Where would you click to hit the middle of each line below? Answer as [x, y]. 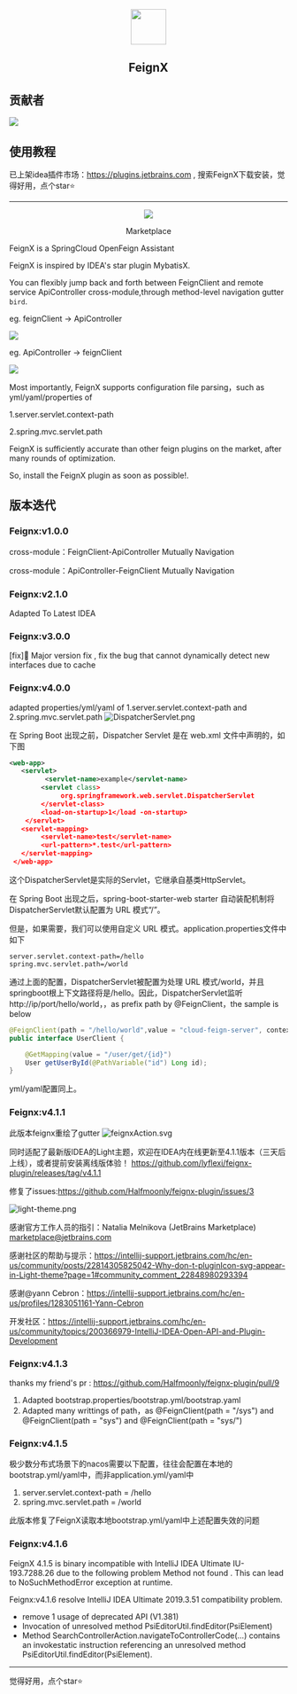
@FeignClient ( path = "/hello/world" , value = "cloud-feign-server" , [136, 1030]
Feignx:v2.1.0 [38, 594]
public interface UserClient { [67, 1038]
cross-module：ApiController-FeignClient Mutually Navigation [122, 570]
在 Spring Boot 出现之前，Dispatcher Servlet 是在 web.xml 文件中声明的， [143, 735]
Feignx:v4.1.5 [38, 1443]
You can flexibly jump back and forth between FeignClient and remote [136, 283]
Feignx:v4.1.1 [38, 1112]
